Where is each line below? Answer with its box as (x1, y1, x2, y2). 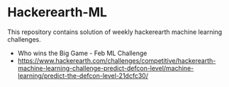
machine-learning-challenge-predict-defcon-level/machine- (17, 64, 194, 72)
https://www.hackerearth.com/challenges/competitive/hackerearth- (17, 56, 216, 64)
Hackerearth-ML (7, 4, 108, 21)
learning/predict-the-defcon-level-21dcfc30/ (17, 71, 149, 80)
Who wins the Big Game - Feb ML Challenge (17, 49, 147, 57)
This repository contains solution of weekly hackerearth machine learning (7, 28, 223, 36)
